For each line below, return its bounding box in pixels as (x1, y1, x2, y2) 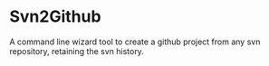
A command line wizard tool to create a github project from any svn (9, 36, 261, 47)
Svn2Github (9, 6, 101, 27)
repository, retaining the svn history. (9, 45, 145, 56)
